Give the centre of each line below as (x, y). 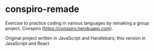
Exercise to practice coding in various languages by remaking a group (77, 23)
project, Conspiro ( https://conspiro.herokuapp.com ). (59, 28)
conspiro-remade (42, 9)
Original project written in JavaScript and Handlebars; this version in (75, 38)
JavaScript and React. (28, 43)
